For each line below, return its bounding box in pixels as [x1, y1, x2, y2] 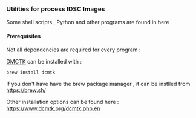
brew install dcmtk [6, 69, 56, 76]
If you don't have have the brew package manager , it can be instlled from [6, 80, 191, 87]
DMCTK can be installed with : [6, 57, 82, 65]
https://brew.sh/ [6, 87, 47, 94]
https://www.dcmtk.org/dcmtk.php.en [6, 105, 101, 112]
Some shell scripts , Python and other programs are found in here [6, 19, 169, 26]
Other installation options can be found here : [6, 98, 119, 105]
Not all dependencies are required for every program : [6, 46, 141, 53]
